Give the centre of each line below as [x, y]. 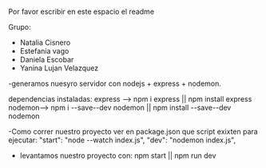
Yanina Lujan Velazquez [59, 68]
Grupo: [20, 27]
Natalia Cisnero [45, 42]
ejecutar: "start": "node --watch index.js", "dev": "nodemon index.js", [122, 140]
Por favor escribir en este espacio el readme [81, 12]
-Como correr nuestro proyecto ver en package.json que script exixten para [133, 132]
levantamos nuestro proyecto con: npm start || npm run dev [118, 156]
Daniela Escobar [47, 60]
